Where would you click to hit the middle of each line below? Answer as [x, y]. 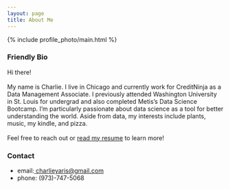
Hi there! [19, 72]
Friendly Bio [27, 57]
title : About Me [30, 20]
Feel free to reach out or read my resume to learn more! [86, 137]
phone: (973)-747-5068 [50, 178]
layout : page [26, 13]
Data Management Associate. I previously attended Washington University [112, 94]
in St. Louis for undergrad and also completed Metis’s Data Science [102, 101]
